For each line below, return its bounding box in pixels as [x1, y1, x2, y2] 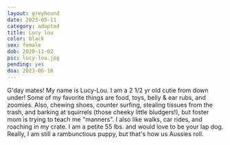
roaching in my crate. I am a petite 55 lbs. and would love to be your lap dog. [7, 122, 224, 131]
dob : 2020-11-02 [7, 49, 54, 55]
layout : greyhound [7, 10, 60, 17]
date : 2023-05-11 [7, 16, 57, 23]
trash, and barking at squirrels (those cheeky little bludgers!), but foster [7, 107, 209, 116]
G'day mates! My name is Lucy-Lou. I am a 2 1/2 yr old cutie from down [7, 86, 209, 94]
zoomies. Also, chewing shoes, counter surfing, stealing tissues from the [7, 101, 213, 109]
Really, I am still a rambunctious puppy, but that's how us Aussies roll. [7, 129, 204, 137]
